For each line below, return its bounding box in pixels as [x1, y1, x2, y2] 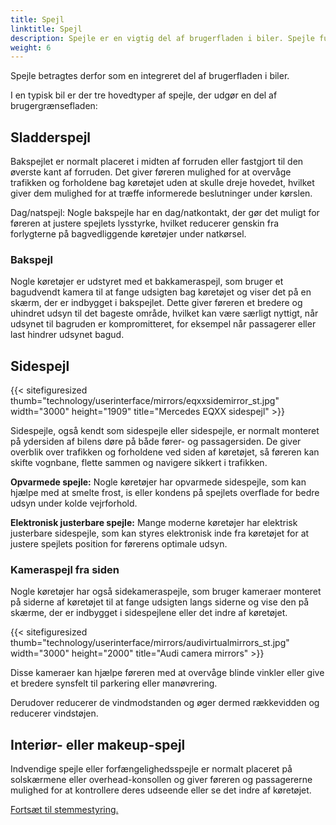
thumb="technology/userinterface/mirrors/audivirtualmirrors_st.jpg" [10, 637, 290, 649]
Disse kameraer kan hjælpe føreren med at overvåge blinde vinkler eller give [10, 667, 325, 679]
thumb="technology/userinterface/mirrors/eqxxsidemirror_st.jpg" [10, 395, 280, 407]
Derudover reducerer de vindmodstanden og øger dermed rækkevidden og [10, 697, 320, 709]
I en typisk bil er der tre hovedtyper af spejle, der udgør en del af [10, 89, 278, 101]
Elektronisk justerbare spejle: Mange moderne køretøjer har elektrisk [10, 517, 298, 529]
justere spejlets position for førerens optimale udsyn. [10, 538, 228, 550]
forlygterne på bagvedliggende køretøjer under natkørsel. [10, 228, 247, 240]
